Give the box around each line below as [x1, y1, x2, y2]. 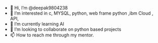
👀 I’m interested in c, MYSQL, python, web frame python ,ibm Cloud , [10, 10, 153, 16]
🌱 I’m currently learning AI [10, 21, 65, 27]
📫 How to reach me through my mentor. [10, 32, 94, 38]
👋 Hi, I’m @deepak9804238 [10, 5, 68, 11]
